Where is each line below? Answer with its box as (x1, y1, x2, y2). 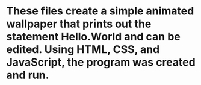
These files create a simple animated (6, 4, 194, 18)
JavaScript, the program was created (6, 55, 196, 69)
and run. (6, 68, 49, 82)
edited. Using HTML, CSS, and (6, 43, 160, 57)
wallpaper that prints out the (6, 17, 152, 31)
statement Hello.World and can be (6, 30, 181, 43)
